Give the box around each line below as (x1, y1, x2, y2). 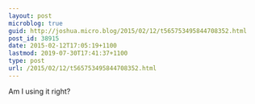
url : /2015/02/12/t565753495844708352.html (8, 64, 157, 73)
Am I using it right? (8, 86, 71, 96)
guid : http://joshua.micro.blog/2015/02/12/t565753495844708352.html (8, 27, 248, 35)
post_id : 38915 (8, 34, 60, 43)
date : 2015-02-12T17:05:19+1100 (8, 42, 117, 50)
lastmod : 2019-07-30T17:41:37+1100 (8, 49, 128, 57)
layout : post (8, 11, 52, 20)
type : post (8, 57, 45, 65)
